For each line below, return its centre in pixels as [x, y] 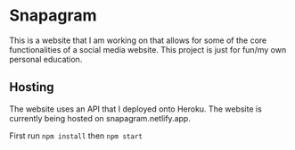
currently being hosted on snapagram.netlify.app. [100, 118]
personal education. [46, 59]
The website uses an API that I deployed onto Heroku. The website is [136, 109]
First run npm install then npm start [76, 136]
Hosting [32, 87]
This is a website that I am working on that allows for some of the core [138, 40]
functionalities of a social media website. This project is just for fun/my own [148, 49]
